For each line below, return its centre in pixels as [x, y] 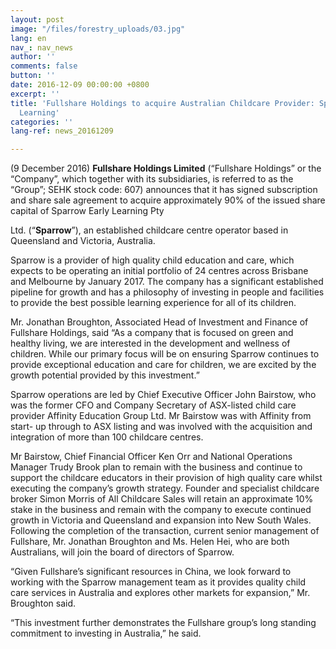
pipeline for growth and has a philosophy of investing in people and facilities [167, 292]
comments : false [44, 66]
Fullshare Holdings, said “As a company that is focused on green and [152, 333]
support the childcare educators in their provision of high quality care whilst [166, 478]
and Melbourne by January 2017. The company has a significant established [167, 282]
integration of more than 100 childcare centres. [107, 437]
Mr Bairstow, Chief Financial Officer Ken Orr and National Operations [151, 457]
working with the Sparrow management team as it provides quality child [158, 582]
